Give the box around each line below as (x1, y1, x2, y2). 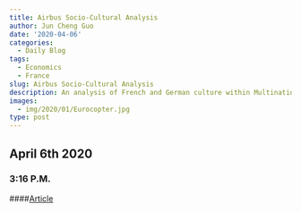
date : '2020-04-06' (9, 30, 82, 38)
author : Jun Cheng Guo (9, 21, 94, 30)
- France (17, 72, 50, 81)
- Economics (17, 64, 63, 72)
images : (9, 96, 39, 106)
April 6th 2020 (9, 146, 93, 161)
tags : (9, 55, 30, 64)
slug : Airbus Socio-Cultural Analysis (9, 80, 154, 89)
